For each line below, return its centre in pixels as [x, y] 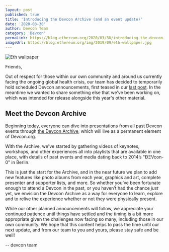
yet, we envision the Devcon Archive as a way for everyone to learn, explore [84, 193]
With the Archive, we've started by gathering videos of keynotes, [72, 146]
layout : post [19, 10]
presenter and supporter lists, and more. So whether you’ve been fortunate [83, 183]
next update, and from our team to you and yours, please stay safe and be [82, 230]
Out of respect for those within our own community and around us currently [84, 76]
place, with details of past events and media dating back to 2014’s [73, 157]
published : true [22, 15]
